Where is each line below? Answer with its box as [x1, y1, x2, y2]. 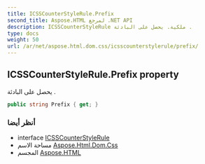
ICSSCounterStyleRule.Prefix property [7, 69, 180, 81]
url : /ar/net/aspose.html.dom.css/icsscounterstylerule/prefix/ [7, 43, 199, 50]
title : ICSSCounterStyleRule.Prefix [7, 10, 114, 18]
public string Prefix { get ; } [7, 101, 99, 108]
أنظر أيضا [7, 117, 36, 127]
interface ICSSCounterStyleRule [17, 133, 110, 142]
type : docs [7, 29, 39, 37]
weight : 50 [7, 36, 39, 43]
